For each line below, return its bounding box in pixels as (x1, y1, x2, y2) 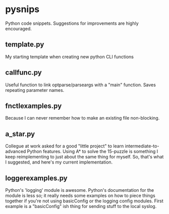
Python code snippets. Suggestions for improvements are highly (5, 20, 139, 26)
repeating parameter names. (5, 87, 65, 93)
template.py (5, 40, 44, 49)
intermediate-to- (125, 143, 159, 149)
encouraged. (5, 25, 32, 31)
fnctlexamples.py (5, 101, 62, 110)
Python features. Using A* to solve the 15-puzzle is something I (27, 148, 158, 154)
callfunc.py (5, 68, 42, 77)
